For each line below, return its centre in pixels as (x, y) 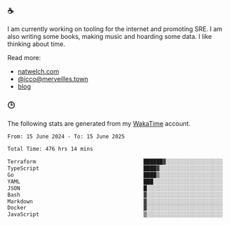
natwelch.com (38, 71)
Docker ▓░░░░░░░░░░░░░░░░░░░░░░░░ (115, 208)
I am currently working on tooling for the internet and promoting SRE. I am (115, 29)
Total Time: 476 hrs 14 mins (50, 149)
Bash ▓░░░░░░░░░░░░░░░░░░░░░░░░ (115, 195)
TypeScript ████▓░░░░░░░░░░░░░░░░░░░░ (115, 168)
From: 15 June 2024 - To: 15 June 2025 (66, 137)
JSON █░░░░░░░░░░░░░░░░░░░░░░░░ (115, 188)
